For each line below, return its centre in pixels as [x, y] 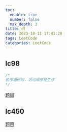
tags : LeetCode [21, 39]
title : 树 [15, 29]
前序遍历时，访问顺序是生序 [30, 80]
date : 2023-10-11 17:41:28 [34, 34]
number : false [25, 19]
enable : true [24, 15]
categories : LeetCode [28, 43]
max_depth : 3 [24, 24]
